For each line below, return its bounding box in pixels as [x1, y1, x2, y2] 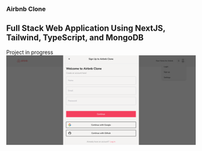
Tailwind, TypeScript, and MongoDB [6, 32, 144, 43]
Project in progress [6, 49, 54, 56]
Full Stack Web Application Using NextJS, [6, 23, 166, 34]
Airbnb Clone [6, 5, 46, 13]
